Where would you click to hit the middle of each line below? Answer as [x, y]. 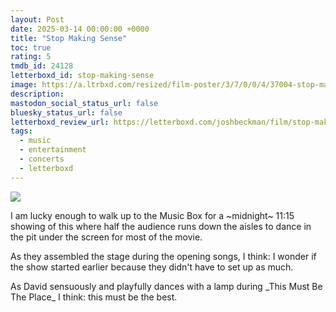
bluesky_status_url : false [66, 112]
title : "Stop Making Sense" [69, 38]
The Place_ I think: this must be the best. [94, 297]
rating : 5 [31, 57]
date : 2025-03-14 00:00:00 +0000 [80, 29]
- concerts [42, 159]
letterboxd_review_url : [60, 122]
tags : [21, 131]
